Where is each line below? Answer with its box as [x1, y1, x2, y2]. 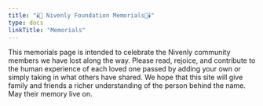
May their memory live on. [8, 90, 93, 99]
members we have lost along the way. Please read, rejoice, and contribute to [8, 56, 256, 65]
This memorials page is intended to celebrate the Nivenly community [8, 48, 231, 57]
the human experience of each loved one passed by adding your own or [8, 64, 242, 74]
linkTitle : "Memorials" [8, 26, 86, 34]
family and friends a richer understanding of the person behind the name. [8, 81, 246, 90]
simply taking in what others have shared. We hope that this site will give [8, 72, 243, 82]
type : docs [8, 19, 44, 27]
